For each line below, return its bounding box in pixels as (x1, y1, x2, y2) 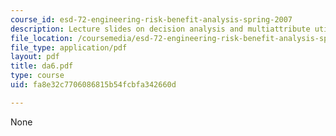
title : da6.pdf (10, 61, 74, 71)
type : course (10, 71, 65, 81)
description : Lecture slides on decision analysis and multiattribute (10, 24, 311, 34)
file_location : (10, 33, 74, 43)
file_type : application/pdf (10, 42, 128, 53)
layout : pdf (10, 52, 60, 62)
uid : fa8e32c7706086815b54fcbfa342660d (10, 80, 177, 90)
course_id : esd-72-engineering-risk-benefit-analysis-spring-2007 (10, 14, 293, 25)
